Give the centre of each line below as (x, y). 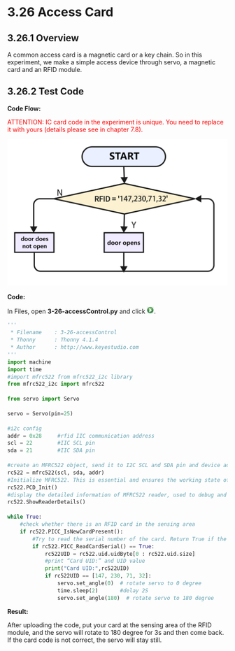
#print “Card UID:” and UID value (95, 561)
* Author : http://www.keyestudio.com (74, 348)
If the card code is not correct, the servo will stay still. (85, 640)
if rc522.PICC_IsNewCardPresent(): (72, 531)
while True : (24, 517)
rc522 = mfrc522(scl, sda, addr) (56, 473)
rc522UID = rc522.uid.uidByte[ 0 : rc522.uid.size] (120, 554)
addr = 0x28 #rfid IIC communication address (81, 436)
